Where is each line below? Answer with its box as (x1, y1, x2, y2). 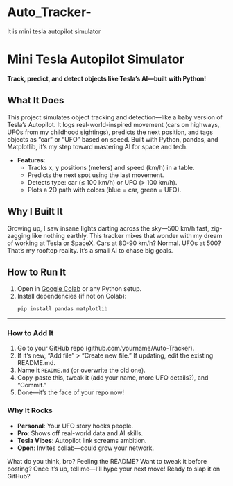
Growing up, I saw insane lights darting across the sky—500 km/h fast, (7, 224, 209, 233)
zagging (7, 231, 31, 240)
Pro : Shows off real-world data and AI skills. (17, 428, 144, 437)
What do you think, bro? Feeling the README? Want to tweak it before (7, 457, 207, 465)
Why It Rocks (7, 405, 53, 415)
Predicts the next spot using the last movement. (27, 171, 164, 179)
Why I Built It (7, 206, 64, 217)
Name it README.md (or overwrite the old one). (17, 366, 146, 375)
